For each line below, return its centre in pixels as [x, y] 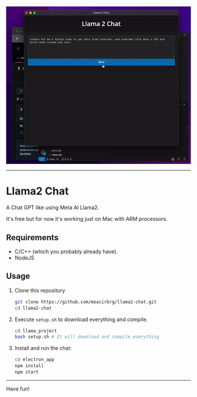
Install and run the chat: [43, 348]
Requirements [32, 238]
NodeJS [24, 258]
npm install [29, 366]
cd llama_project [36, 331]
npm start [27, 372]
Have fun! [18, 389]
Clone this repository [40, 290]
